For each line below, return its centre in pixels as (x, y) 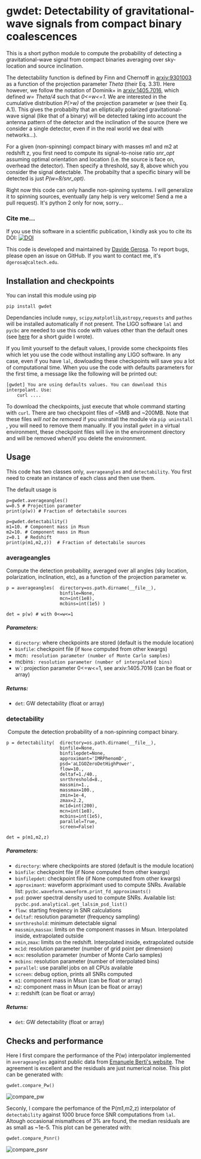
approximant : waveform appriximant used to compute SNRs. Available (100, 885)
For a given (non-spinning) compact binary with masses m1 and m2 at (92, 146)
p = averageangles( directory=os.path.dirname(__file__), (81, 588)
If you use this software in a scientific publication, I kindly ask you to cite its (99, 232)
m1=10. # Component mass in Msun (48, 527)
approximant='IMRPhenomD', (93, 759)
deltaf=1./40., (78, 774)
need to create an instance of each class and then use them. (81, 478)
